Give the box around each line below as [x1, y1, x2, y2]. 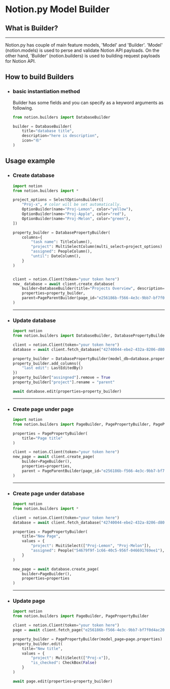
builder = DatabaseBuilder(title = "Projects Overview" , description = [22, 286, 165, 291]
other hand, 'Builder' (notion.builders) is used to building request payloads [5, 53, 160, 59]
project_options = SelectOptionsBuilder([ [12, 197, 104, 202]
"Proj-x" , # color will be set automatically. [22, 202, 122, 207]
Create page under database [12, 490, 85, 497]
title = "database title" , [22, 128, 74, 134]
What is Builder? [5, 24, 58, 32]
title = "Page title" [22, 436, 63, 441]
